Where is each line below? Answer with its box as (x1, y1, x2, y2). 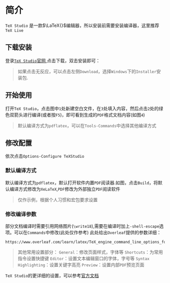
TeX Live (5, 28, 24, 33)
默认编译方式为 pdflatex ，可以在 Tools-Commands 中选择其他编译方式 (17, 122, 157, 128)
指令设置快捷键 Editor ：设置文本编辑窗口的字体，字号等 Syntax (17, 255, 150, 261)
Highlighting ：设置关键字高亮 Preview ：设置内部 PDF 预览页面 (17, 262, 145, 268)
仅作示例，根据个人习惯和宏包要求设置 (17, 196, 98, 203)
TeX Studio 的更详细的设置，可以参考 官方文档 (5, 272, 99, 278)
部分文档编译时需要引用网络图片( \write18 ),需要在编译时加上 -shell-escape (5, 223, 159, 229)
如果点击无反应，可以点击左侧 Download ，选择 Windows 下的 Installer (17, 68, 157, 74)
